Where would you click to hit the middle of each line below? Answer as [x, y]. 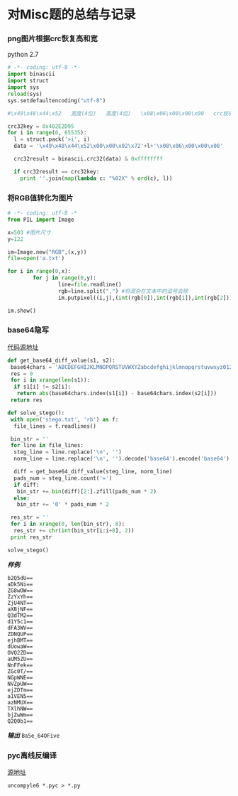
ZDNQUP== [20, 634]
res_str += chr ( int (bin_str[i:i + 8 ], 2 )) [74, 531]
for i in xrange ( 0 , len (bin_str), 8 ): [68, 524]
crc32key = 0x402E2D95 [41, 126]
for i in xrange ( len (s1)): [50, 380]
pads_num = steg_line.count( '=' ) [63, 478]
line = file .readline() [90, 285]
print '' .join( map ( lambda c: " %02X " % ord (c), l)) [96, 178]
